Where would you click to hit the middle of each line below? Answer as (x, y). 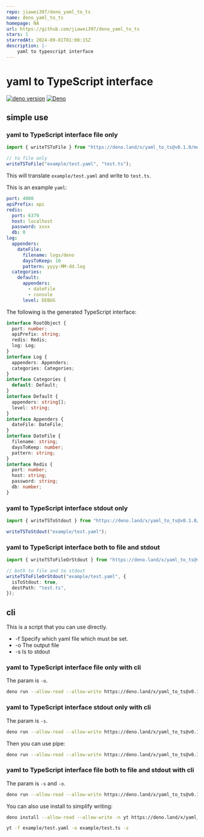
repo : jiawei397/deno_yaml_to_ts (49, 12)
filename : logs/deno (48, 255)
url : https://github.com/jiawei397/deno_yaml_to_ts (73, 29)
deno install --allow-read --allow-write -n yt (68, 817)
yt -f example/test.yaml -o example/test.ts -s (68, 828)
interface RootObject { (36, 323)
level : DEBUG (39, 300)
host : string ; (29, 476)
